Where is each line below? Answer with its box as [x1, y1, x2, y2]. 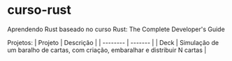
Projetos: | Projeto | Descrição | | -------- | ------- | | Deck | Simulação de [7, 38, 219, 46]
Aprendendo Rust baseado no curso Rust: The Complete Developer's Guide [7, 25, 225, 33]
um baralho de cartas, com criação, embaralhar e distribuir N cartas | [7, 46, 207, 54]
